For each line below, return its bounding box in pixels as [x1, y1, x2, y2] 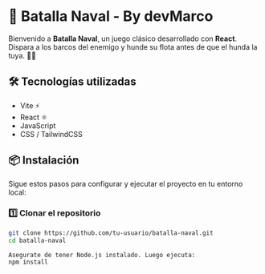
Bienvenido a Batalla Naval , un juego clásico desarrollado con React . [8, 34, 238, 43]
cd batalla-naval [8, 236, 67, 244]
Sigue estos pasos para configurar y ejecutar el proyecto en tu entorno [8, 179, 243, 188]
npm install [8, 258, 48, 267]
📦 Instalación [8, 154, 79, 167]
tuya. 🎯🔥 [8, 50, 36, 60]
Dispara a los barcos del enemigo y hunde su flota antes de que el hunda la [8, 42, 258, 51]
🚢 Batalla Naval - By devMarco [8, 7, 214, 26]
